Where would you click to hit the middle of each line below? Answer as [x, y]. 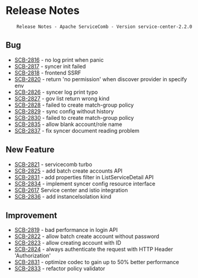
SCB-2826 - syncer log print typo [56, 92]
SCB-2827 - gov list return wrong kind [62, 98]
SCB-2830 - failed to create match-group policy [74, 117]
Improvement [31, 215]
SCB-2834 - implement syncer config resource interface [85, 184]
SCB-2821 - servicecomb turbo [53, 164]
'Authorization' [33, 256]
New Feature [30, 150]
